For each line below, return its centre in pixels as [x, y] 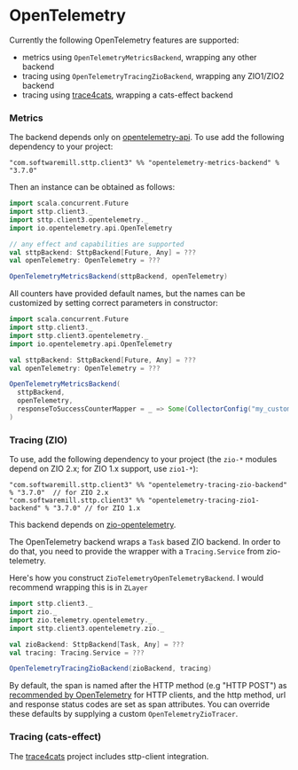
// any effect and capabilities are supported [97, 244]
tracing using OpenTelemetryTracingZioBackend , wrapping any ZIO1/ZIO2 [153, 75]
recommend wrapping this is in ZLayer [78, 587]
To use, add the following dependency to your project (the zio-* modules [143, 460]
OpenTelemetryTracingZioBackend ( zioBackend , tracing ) [111, 669]
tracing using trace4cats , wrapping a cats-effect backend [127, 95]
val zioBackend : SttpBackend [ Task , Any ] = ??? [97, 644]
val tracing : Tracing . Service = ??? [77, 653]
